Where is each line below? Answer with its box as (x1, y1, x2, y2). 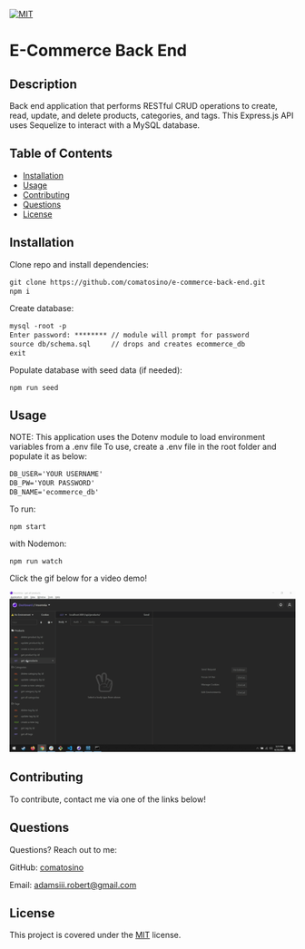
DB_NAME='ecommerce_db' (9, 488, 100, 497)
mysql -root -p (9, 321, 67, 330)
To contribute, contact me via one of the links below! (9, 794, 206, 805)
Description (9, 76, 77, 92)
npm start (9, 523, 47, 532)
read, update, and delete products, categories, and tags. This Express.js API (9, 110, 294, 121)
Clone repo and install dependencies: (9, 259, 150, 269)
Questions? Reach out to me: (9, 844, 118, 855)
